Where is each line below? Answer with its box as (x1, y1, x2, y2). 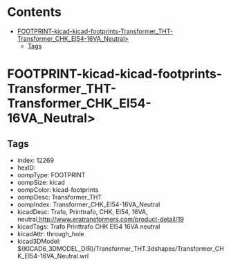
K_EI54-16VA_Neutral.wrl (17, 251, 89, 260)
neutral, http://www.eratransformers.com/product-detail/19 (17, 215, 185, 223)
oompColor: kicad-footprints (17, 185, 99, 194)
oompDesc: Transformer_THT (17, 193, 102, 201)
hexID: (17, 163, 36, 172)
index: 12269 (17, 156, 54, 164)
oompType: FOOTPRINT (17, 170, 86, 179)
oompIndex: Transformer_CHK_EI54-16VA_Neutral (17, 200, 160, 209)
